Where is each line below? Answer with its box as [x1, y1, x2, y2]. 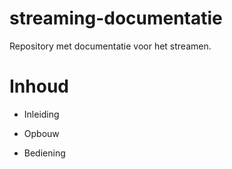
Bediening [23, 147, 66, 159]
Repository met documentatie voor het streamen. [9, 40, 212, 52]
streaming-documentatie [9, 7, 223, 30]
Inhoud [9, 75, 69, 98]
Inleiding [23, 108, 60, 120]
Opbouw [23, 127, 60, 139]
